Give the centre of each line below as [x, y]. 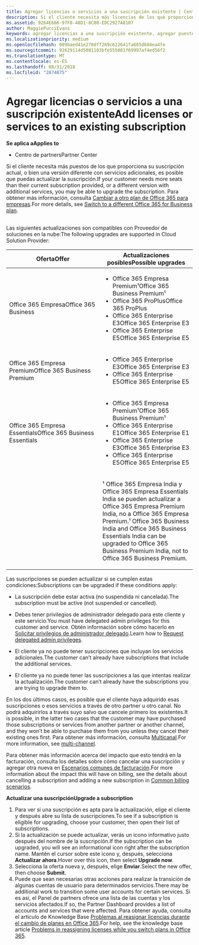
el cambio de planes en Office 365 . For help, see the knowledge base [99, 923]
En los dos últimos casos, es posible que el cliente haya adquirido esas [93, 699]
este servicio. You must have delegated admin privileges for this [92, 620]
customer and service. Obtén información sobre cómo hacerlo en [94, 627]
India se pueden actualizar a [142, 499]
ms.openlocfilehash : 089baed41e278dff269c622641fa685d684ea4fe [86, 45]
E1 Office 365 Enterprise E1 [151, 433]
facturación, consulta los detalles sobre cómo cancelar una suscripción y [95, 761]
